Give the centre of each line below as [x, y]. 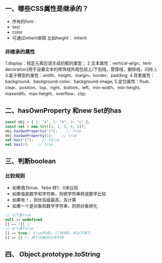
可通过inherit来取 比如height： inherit [49, 38]
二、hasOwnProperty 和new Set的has [63, 110]
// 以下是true [18, 215]
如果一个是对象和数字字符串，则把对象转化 [55, 206]
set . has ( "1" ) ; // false [32, 140]
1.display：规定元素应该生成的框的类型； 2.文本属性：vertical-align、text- [79, 63]
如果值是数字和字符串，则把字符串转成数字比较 [59, 193]
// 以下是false [19, 229]
